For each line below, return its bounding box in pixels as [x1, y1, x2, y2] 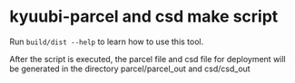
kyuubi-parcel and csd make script [9, 6, 279, 27]
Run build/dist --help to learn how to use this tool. [9, 36, 204, 47]
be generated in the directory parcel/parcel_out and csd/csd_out [9, 63, 251, 74]
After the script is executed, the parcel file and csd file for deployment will [9, 53, 286, 64]
